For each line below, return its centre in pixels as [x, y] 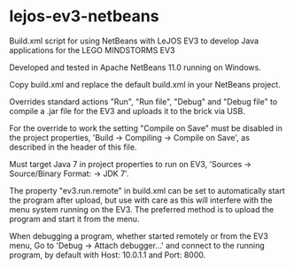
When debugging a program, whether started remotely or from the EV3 [139, 235]
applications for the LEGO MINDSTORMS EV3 [92, 50]
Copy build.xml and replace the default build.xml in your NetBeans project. [145, 84]
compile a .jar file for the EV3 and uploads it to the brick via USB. [127, 111]
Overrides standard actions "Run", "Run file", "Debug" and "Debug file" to [143, 101]
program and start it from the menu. [74, 219]
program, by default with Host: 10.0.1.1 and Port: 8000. [108, 255]
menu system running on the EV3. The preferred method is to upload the [142, 209]
